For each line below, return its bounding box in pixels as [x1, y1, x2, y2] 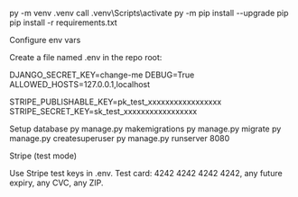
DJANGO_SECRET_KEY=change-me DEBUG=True [9, 69, 195, 80]
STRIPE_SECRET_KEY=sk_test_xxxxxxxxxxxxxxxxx [9, 106, 198, 116]
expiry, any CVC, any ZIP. [9, 177, 104, 188]
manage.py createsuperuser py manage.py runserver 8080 [9, 133, 230, 143]
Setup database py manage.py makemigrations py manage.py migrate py [9, 123, 282, 134]
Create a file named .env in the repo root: [9, 52, 163, 62]
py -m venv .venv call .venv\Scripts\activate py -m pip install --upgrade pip [9, 8, 289, 18]
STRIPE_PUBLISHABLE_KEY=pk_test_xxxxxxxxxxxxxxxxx [9, 96, 222, 107]
